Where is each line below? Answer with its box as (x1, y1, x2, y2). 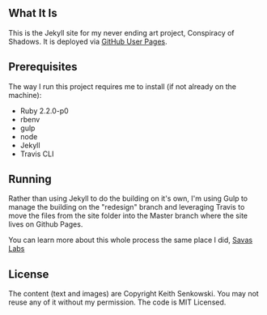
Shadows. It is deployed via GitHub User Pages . (8, 36, 167, 46)
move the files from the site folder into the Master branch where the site (8, 211, 248, 221)
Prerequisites (8, 60, 78, 74)
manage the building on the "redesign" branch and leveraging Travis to (8, 202, 245, 212)
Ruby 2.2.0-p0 (19, 105, 69, 116)
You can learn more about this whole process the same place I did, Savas (8, 235, 253, 245)
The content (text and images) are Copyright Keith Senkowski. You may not (8, 289, 259, 299)
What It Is (8, 6, 58, 20)
